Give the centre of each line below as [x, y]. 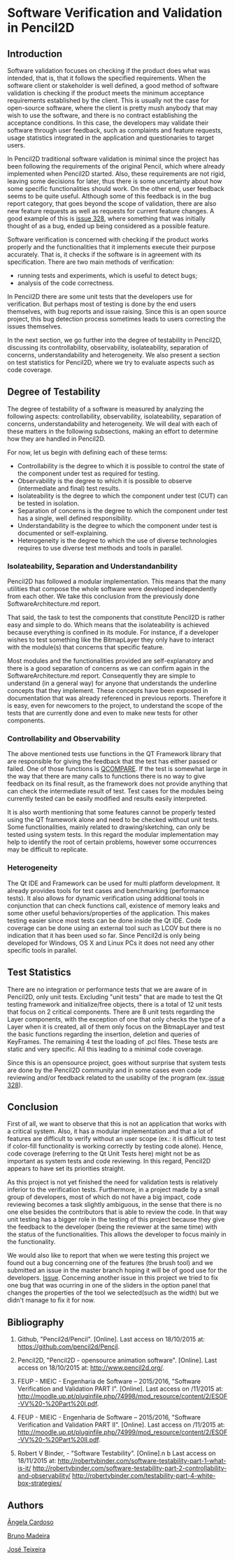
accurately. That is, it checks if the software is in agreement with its [104, 255]
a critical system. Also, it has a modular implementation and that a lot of [110, 1131]
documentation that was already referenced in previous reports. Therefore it [117, 698]
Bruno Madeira [29, 1535]
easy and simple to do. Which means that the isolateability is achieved [108, 625]
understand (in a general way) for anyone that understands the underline [112, 683]
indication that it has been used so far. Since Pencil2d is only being [104, 935]
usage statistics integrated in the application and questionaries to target [111, 138]
